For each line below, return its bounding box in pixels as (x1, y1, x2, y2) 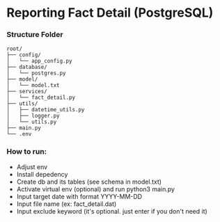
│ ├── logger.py (6, 113, 60, 120)
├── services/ (6, 88, 48, 95)
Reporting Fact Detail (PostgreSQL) (6, 5, 214, 21)
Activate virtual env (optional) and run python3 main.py (16, 184, 175, 193)
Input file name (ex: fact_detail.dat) (16, 200, 117, 208)
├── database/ (6, 64, 48, 71)
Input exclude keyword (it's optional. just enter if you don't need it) (16, 207, 208, 215)
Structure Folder (6, 30, 63, 40)
